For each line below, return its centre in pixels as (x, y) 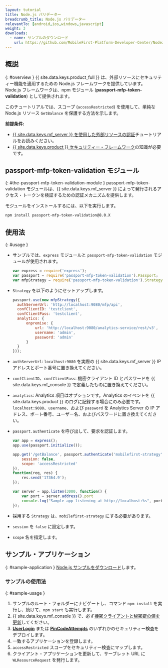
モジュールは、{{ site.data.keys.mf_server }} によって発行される (92, 189)
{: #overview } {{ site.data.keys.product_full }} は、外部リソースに (72, 77)
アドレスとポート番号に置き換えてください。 (58, 368)
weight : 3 (15, 29)
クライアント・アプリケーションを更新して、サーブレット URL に (79, 653)
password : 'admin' (54, 337)
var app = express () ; (35, 441)
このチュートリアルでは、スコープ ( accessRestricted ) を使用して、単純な (80, 106)
